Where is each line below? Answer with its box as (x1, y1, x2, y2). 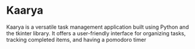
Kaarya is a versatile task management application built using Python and (6, 23, 189, 30)
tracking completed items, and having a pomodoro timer (6, 36, 147, 43)
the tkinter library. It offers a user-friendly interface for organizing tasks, (6, 29, 186, 36)
